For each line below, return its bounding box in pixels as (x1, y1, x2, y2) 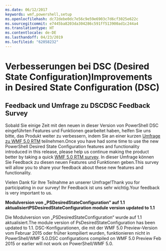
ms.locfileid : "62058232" (5, 40, 58, 45)
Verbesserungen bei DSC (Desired (5, 60, 150, 72)
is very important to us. (5, 190, 53, 196)
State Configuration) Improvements (5, 71, 153, 82)
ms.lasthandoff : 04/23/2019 (5, 35, 63, 40)
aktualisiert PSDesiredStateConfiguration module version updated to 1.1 (5, 204, 155, 210)
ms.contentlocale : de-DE (5, 30, 56, 35)
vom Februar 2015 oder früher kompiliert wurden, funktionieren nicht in (5, 230, 150, 236)
